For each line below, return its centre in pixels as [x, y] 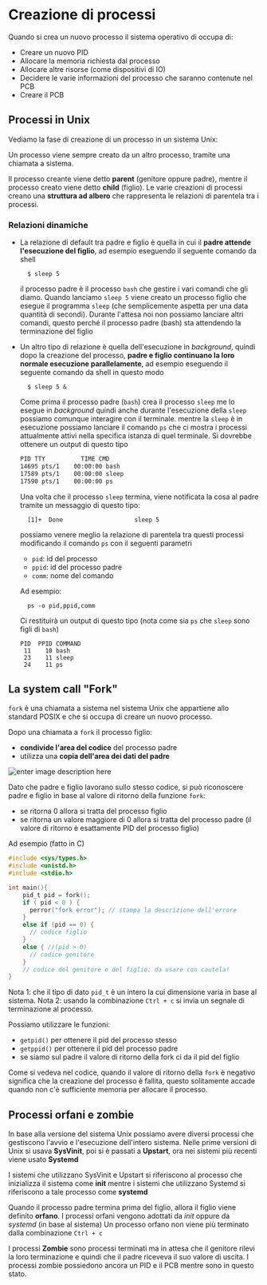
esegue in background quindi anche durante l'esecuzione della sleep [133, 410]
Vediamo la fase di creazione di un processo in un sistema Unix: [113, 139]
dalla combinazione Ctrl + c [55, 1233]
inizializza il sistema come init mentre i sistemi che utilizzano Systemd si [127, 1183]
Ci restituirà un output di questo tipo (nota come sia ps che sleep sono [135, 621]
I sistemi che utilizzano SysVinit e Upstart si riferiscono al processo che [126, 1175]
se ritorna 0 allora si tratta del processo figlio [93, 811]
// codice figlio [58, 932]
